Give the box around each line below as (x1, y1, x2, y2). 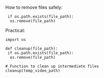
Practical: (5, 27, 25, 33)
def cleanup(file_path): (5, 46, 58, 51)
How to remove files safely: (5, 5, 63, 10)
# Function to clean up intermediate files (5, 64, 99, 69)
